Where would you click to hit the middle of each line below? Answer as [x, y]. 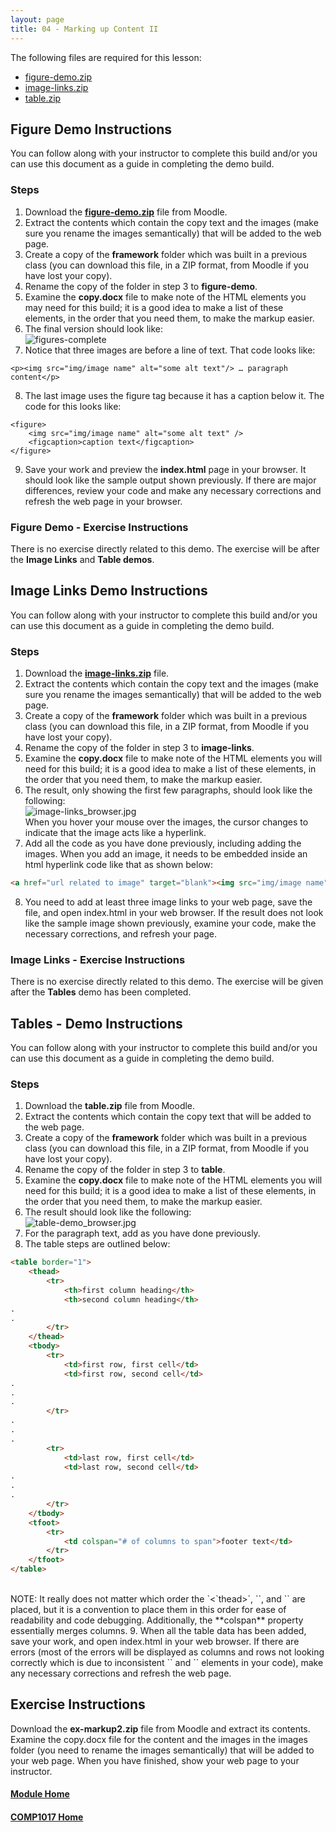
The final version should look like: [94, 328]
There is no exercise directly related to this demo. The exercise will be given [167, 982]
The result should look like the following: [108, 1212]
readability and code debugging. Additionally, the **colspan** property [157, 1620]
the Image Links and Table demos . [82, 559]
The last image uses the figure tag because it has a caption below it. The [174, 395]
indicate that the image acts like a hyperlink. [115, 833]
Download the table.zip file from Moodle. [110, 1106]
